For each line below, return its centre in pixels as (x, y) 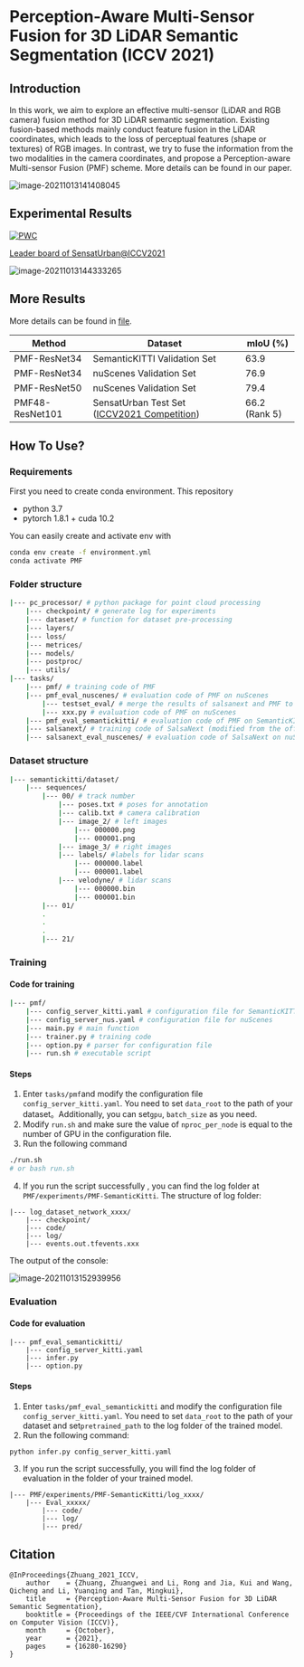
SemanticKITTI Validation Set (155, 358)
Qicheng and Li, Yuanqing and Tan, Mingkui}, (96, 1591)
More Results (47, 299)
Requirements (41, 471)
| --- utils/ (48, 670)
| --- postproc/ (54, 662)
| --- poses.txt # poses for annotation (133, 805)
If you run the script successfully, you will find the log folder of (139, 1469)
